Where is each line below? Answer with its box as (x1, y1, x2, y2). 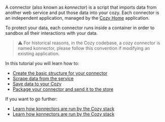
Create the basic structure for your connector (12, 70, 108, 76)
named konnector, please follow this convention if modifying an (17, 45, 150, 51)
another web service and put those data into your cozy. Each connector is (5, 10, 159, 16)
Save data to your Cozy (12, 81, 62, 87)
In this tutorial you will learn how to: (5, 60, 79, 66)
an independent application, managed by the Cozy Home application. (5, 15, 150, 21)
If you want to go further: (5, 96, 58, 102)
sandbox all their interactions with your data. (5, 30, 98, 36)
